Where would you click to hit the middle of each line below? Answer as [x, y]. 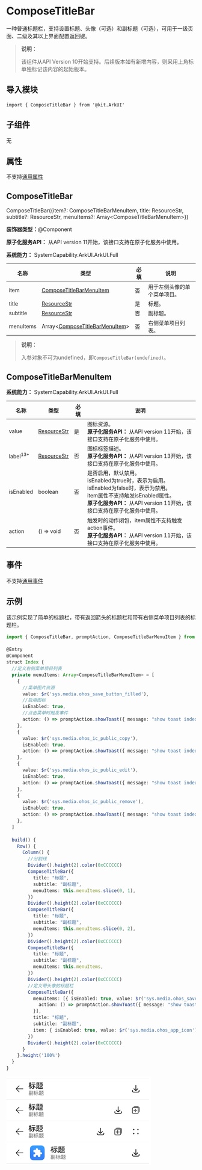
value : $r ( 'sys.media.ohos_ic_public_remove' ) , [83, 802]
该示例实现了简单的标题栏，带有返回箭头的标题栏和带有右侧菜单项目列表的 [98, 617]
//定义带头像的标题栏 [51, 986]
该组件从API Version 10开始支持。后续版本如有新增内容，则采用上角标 [107, 61]
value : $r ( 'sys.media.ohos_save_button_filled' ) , [85, 694]
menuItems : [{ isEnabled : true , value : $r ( [88, 999]
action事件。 [103, 528]
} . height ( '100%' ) [39, 1056]
